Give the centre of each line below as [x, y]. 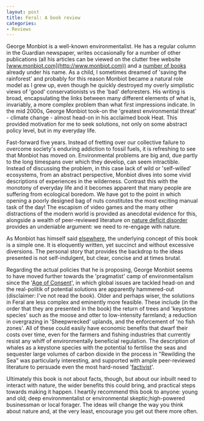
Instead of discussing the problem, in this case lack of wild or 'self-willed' [99, 168]
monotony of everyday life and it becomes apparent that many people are [99, 188]
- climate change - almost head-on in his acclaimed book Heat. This [92, 118]
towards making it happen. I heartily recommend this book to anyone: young [102, 392]
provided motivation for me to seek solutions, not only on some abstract [97, 124]
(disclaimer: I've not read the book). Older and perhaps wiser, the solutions [100, 296]
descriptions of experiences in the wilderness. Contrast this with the [92, 181]
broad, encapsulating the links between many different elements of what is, [101, 98]
